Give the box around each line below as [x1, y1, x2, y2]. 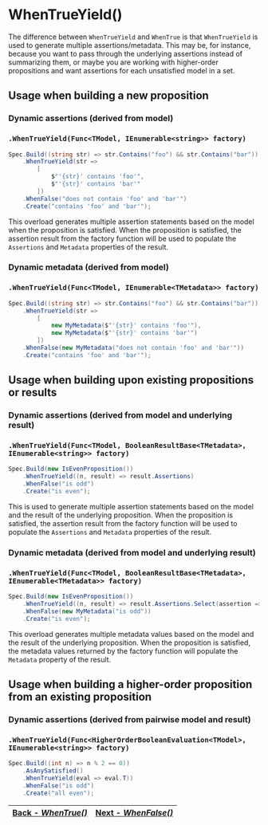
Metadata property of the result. [8, 654, 112, 664]
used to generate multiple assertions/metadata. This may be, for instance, [8, 40, 251, 49]
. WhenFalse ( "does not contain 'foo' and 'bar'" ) [22, 194, 187, 202]
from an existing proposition [8, 689, 152, 703]
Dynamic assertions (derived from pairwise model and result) [8, 713, 251, 725]
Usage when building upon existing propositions [8, 373, 254, 387]
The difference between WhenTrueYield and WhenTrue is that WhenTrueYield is [8, 32, 258, 41]
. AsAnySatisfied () [22, 767, 84, 775]
